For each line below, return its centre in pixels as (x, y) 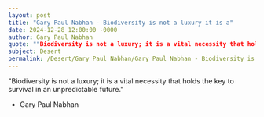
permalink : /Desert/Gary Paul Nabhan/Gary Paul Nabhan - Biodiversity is (132, 59)
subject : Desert (35, 51)
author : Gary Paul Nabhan (50, 37)
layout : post (29, 15)
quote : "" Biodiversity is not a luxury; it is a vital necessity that (126, 44)
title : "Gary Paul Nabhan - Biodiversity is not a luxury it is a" (121, 23)
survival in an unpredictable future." (66, 89)
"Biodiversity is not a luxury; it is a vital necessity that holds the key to (121, 81)
